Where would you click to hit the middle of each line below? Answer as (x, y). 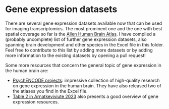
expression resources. (36, 101)
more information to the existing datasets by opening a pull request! (76, 55)
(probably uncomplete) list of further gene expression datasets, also (76, 39)
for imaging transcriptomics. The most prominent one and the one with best (84, 28)
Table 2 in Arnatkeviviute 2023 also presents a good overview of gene (86, 96)
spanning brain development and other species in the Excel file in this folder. (84, 44)
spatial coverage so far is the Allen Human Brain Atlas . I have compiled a (80, 34)
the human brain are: (27, 70)
